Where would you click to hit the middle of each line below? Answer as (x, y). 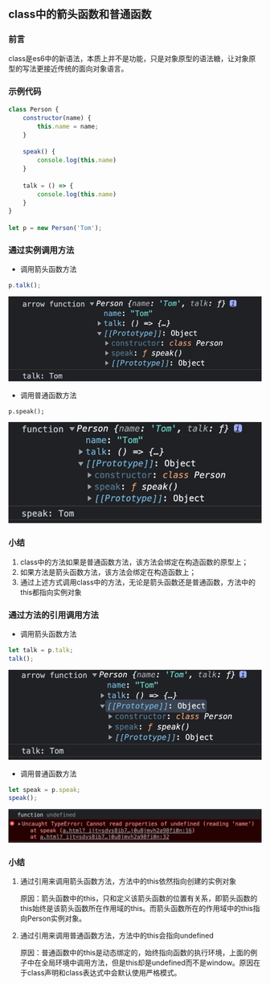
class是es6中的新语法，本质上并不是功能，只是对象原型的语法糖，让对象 (129, 58)
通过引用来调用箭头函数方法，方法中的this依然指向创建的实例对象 (128, 881)
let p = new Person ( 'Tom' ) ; (55, 228)
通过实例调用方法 (41, 250)
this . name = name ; (68, 126)
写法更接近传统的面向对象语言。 (75, 68)
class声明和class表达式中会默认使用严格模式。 (104, 973)
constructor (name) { (57, 118)
